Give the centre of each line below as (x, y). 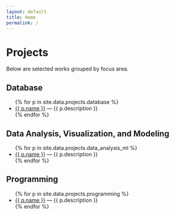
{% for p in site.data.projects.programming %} (72, 193)
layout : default (26, 12)
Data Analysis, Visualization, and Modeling (88, 133)
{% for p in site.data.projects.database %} (67, 102)
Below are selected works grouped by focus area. (67, 69)
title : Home (21, 17)
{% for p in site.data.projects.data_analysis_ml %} (76, 148)
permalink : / (22, 23)
